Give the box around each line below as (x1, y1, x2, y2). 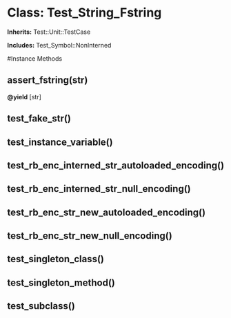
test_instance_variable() (7, 136, 113, 148)
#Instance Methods (7, 54, 63, 63)
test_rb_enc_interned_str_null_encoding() (7, 183, 191, 195)
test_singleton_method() (7, 277, 116, 288)
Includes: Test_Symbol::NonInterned (7, 41, 112, 49)
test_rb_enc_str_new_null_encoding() (7, 230, 172, 242)
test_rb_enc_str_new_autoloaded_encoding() (7, 206, 205, 218)
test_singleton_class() (7, 253, 105, 265)
